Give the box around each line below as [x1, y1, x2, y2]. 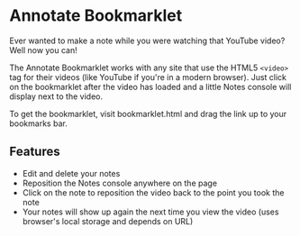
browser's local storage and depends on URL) [22, 215, 194, 226]
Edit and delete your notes [22, 168, 121, 178]
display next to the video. [9, 91, 104, 102]
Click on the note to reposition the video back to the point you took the [22, 186, 285, 198]
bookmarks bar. [9, 118, 68, 129]
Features [9, 144, 60, 159]
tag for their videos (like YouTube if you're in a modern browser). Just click [9, 71, 286, 82]
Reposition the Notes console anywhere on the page [22, 177, 218, 188]
